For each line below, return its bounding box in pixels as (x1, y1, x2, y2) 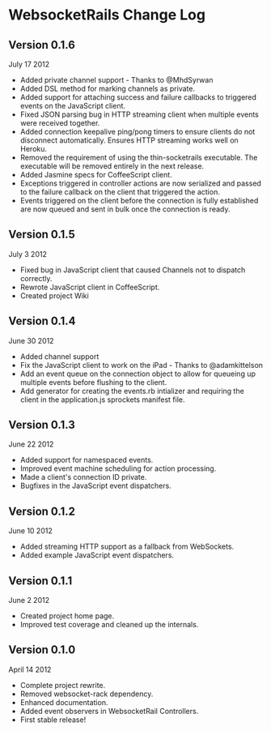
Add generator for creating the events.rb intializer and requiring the (19, 386, 244, 395)
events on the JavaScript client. (19, 101, 126, 110)
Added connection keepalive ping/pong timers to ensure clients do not (19, 127, 256, 136)
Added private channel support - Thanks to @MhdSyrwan (19, 75, 214, 84)
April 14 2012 (8, 665, 52, 674)
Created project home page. (19, 611, 115, 621)
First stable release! (19, 715, 87, 725)
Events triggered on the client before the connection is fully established (19, 196, 259, 205)
